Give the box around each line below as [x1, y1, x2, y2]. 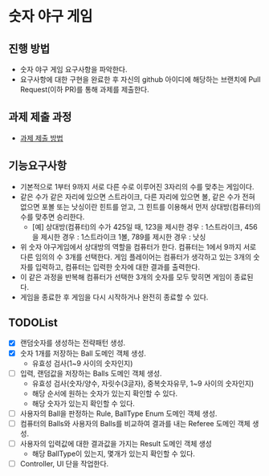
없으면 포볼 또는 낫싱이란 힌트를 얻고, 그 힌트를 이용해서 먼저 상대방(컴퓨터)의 [19, 201, 261, 211]
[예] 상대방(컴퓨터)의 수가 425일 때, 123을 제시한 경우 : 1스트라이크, [31, 222, 243, 231]
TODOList [8, 316, 58, 330]
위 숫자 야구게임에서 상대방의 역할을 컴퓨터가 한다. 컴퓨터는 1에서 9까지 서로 [19, 242, 257, 251]
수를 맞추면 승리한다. [19, 212, 85, 222]
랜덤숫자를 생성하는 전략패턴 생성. [19, 338, 126, 348]
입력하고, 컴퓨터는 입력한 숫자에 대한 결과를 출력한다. [35, 262, 201, 271]
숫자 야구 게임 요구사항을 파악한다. [19, 65, 128, 74]
